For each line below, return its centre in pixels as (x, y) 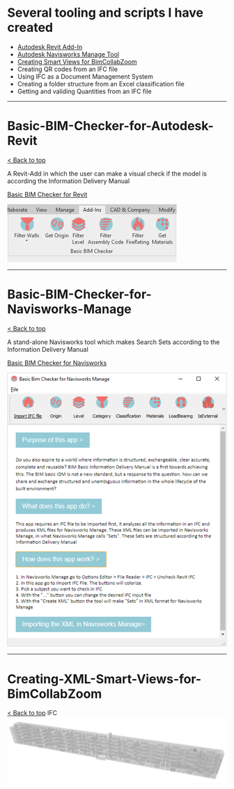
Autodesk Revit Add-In (50, 47)
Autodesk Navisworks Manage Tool (68, 54)
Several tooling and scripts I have (106, 13)
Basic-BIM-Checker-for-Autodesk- (110, 126)
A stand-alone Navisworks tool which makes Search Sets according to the (114, 342)
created (30, 28)
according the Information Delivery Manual (69, 181)
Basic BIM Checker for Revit (47, 194)
